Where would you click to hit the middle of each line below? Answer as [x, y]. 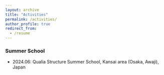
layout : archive [22, 10]
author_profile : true [28, 24]
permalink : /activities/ [31, 19]
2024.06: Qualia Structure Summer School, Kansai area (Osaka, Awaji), [86, 62]
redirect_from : [21, 29]
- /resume [20, 33]
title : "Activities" [27, 15]
